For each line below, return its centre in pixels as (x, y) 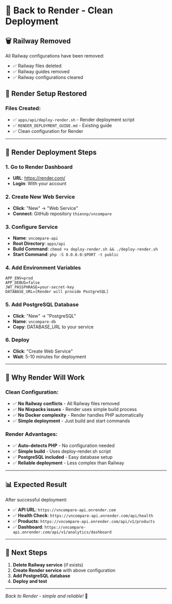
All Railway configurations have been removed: (55, 56)
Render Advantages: (31, 434)
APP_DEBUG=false (23, 283)
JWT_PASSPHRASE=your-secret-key (40, 287)
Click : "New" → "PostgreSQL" (44, 316)
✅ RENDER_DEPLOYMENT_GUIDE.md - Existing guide (62, 125)
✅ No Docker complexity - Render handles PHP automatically (78, 415)
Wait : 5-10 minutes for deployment (49, 357)
